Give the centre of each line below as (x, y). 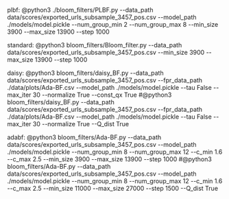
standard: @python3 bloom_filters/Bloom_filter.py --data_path (95, 45)
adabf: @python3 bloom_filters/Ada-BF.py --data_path (84, 137)
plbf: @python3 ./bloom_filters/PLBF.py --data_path (80, 10)
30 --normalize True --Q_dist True (81, 124)
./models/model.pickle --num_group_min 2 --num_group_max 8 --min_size (113, 24)
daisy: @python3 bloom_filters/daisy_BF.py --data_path (85, 73)
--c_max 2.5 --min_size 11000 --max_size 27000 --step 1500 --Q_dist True (112, 188)
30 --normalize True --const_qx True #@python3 (102, 95)
